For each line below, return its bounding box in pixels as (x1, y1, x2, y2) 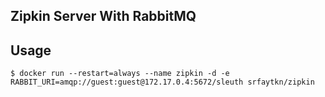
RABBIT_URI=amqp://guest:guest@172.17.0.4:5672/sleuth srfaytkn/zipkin (10, 77, 315, 88)
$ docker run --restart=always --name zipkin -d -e (10, 69, 230, 79)
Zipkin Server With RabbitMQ (10, 8, 197, 25)
